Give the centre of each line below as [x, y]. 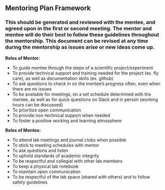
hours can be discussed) [38, 104]
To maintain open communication [46, 172]
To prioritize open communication [47, 110]
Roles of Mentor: [23, 58]
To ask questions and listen [40, 150]
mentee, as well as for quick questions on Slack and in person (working [85, 99]
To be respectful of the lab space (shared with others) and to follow [81, 177]
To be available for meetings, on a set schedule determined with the [82, 94]
